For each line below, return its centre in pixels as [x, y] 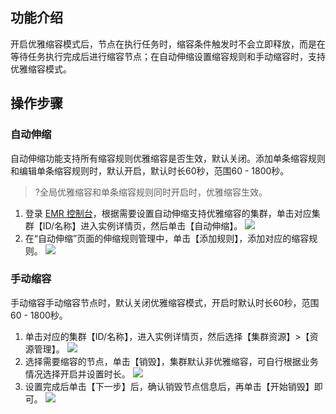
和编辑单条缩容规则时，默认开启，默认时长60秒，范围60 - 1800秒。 [150, 170]
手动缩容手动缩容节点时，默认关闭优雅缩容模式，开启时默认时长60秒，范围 [165, 302]
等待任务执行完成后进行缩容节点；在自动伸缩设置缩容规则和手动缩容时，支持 [168, 56]
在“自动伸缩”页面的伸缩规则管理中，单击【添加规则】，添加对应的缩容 [167, 238]
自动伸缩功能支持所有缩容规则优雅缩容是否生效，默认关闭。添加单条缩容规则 [168, 158]
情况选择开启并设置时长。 [77, 374]
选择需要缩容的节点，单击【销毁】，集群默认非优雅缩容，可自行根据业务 [171, 361]
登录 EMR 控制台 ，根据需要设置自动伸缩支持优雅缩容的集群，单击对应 [168, 213]
